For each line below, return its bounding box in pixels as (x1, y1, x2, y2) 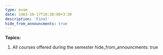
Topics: (5, 35, 21, 41)
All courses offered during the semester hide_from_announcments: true (12, 44, 159, 50)
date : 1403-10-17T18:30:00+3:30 (5, 12, 72, 17)
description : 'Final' (5, 16, 50, 21)
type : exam (5, 7, 28, 12)
